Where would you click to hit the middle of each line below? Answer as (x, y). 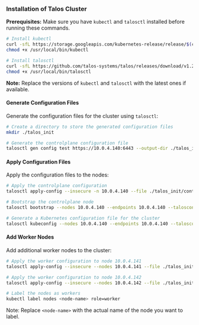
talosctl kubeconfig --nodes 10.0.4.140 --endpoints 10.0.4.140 (87, 224)
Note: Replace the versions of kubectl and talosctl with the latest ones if (96, 83)
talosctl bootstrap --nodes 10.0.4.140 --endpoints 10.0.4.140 (86, 208)
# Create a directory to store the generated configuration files (90, 127)
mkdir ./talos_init (30, 132)
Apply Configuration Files (38, 162)
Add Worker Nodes (30, 237)
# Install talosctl (30, 60)
